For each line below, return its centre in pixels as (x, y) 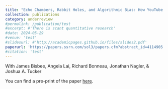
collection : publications (32, 14)
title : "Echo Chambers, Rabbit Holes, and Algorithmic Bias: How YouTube (84, 10)
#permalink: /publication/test (38, 24)
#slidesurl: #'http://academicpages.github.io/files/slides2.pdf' (76, 42)
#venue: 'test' (21, 38)
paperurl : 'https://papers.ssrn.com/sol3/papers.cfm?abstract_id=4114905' (85, 47)
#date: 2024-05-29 (24, 33)
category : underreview (29, 19)
